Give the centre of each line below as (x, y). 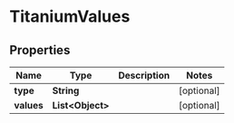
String (66, 90)
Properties (40, 50)
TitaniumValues (70, 17)
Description (144, 76)
